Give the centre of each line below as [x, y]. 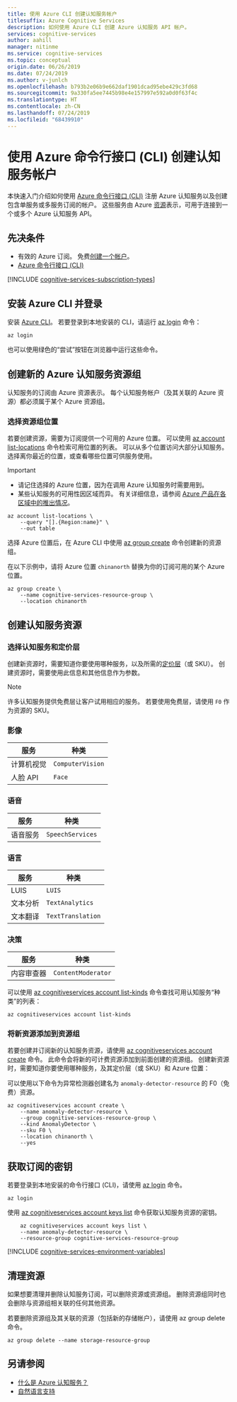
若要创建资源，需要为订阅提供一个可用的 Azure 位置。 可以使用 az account [116, 438]
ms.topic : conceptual [39, 60]
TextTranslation [74, 916]
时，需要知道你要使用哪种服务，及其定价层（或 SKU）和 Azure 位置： [109, 1068]
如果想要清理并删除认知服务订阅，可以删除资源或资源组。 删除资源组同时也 [117, 1294]
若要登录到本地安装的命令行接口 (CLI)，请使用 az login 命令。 [97, 1185]
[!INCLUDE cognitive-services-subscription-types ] [81, 279]
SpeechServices [72, 834]
